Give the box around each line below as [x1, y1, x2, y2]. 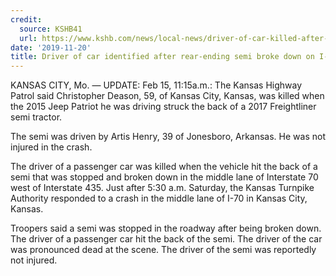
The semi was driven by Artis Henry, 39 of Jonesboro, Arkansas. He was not [10, 131, 326, 143]
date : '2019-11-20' [10, 42, 92, 53]
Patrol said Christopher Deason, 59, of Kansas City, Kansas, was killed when [10, 90, 325, 102]
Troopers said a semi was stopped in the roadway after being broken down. [10, 222, 322, 235]
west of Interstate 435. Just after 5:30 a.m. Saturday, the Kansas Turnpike [10, 182, 315, 194]
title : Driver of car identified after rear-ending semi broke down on [10, 52, 315, 62]
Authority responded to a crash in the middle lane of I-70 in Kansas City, [10, 192, 308, 205]
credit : [10, 14, 43, 25]
